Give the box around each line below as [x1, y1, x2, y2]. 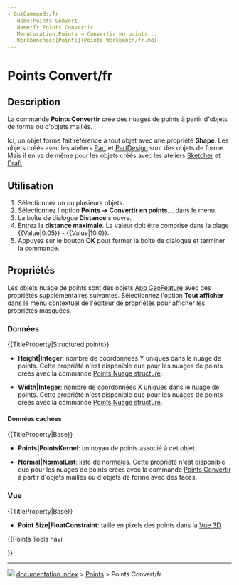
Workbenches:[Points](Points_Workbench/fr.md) [16, 37, 158, 44]
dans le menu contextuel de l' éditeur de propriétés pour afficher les [7, 299, 206, 307]
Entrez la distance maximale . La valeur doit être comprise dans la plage [17, 221, 229, 229]
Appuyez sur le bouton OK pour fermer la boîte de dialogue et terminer [17, 236, 225, 244]
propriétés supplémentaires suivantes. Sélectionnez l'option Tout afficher [7, 291, 224, 299]
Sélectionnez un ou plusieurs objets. [17, 198, 124, 207]
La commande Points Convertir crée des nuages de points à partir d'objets [7, 115, 228, 123]
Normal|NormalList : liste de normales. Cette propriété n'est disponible [17, 457, 225, 467]
